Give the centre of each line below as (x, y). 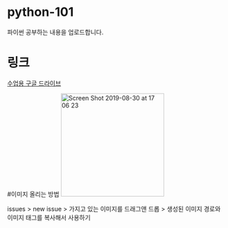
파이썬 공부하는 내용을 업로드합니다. (55, 32)
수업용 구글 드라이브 (34, 83)
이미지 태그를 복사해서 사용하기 (49, 217)
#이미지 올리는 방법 (33, 194)
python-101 (41, 12)
